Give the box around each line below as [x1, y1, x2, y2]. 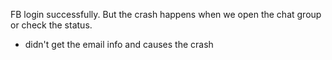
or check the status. [10, 19, 93, 31]
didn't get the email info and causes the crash [24, 39, 214, 50]
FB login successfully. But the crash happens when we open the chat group [10, 9, 322, 20]
